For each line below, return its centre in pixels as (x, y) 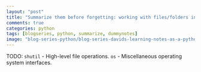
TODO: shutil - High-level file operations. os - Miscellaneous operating (94, 56)
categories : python (31, 28)
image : (14, 39)
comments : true (25, 23)
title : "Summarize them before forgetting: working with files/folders (97, 17)
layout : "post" (25, 12)
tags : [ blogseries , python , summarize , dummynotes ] (72, 34)
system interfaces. (29, 62)
